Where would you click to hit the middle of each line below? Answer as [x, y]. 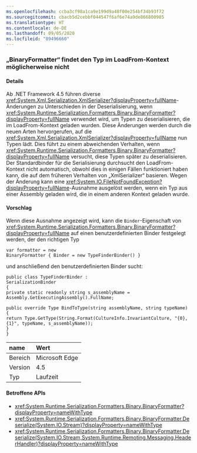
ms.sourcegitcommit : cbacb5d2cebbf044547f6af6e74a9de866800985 [85, 17]
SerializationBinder [31, 282]
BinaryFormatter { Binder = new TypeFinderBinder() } [74, 256]
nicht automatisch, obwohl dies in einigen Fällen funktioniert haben [107, 169]
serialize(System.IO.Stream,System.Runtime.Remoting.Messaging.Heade [103, 437]
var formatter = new [31, 250]
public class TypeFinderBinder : [47, 277]
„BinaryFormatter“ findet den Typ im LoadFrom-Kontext [88, 59]
